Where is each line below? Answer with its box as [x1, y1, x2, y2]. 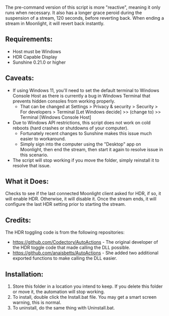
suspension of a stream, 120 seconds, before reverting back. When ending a [5, 15, 164, 21]
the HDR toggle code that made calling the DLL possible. [12, 245, 130, 251]
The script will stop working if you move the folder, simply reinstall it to [12, 157, 160, 163]
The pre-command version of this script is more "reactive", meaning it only [5, 5, 160, 10]
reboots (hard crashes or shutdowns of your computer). [12, 125, 129, 131]
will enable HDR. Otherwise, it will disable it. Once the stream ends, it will [5, 196, 156, 202]
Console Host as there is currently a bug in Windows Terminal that [12, 93, 150, 99]
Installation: [5, 270, 44, 279]
